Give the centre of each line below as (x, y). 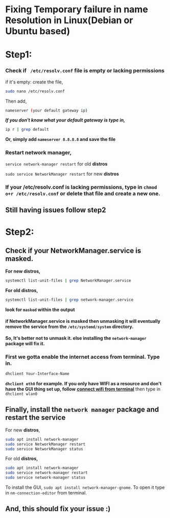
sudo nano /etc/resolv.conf (35, 91)
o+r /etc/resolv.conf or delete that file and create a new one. (83, 193)
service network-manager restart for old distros (56, 164)
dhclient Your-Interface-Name (38, 374)
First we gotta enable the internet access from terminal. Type (82, 357)
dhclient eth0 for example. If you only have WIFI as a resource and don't (83, 384)
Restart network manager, (39, 153)
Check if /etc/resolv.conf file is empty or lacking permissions (85, 71)
